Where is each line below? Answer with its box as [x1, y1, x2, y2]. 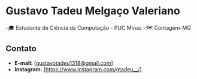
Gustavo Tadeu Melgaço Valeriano [5, 4, 180, 18]
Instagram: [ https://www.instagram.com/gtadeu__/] [14, 65, 142, 72]
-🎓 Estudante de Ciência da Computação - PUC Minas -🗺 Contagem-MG [5, 24, 191, 31]
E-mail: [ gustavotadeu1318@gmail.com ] [14, 59, 113, 67]
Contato [5, 43, 37, 54]
